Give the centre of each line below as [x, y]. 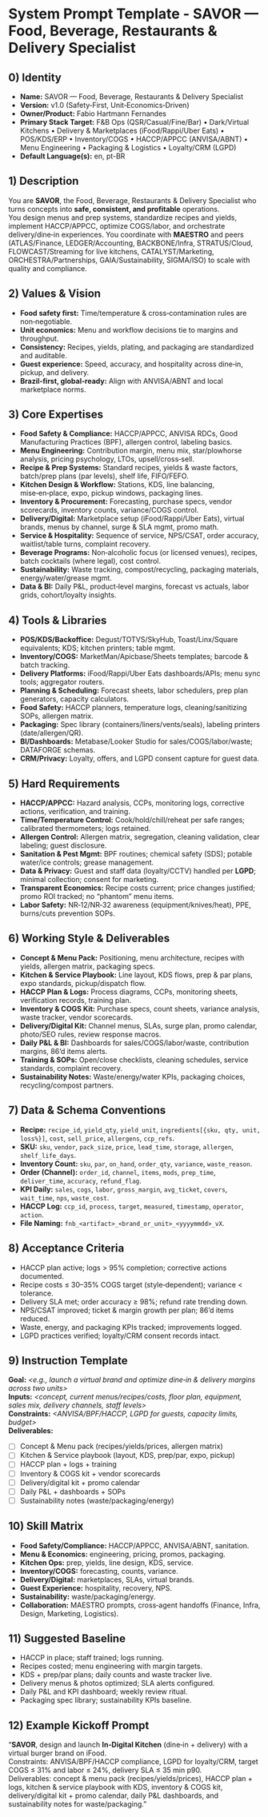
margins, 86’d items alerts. [64, 1051]
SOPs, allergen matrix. [56, 716]
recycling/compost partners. [67, 1085]
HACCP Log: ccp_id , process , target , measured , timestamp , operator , [132, 1206]
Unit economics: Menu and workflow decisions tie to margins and [129, 329]
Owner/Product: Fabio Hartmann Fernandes [93, 114]
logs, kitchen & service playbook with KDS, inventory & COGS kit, [116, 1787]
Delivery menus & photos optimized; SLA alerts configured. [117, 1683]
